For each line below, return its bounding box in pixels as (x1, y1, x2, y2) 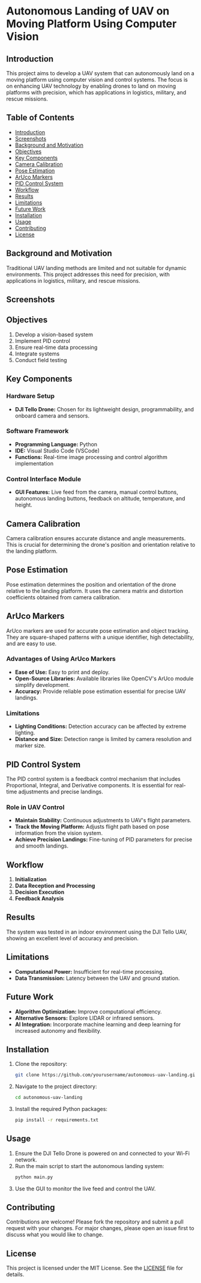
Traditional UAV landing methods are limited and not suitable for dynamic (6, 264, 187, 271)
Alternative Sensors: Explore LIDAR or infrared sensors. (14, 1014, 155, 1021)
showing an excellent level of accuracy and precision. (6, 934, 139, 942)
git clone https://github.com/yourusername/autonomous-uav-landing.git (14, 1072, 198, 1078)
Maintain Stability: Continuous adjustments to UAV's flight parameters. (14, 817, 192, 824)
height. (14, 501, 33, 509)
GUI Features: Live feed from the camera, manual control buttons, (14, 488, 178, 496)
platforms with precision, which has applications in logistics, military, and (6, 89, 187, 96)
